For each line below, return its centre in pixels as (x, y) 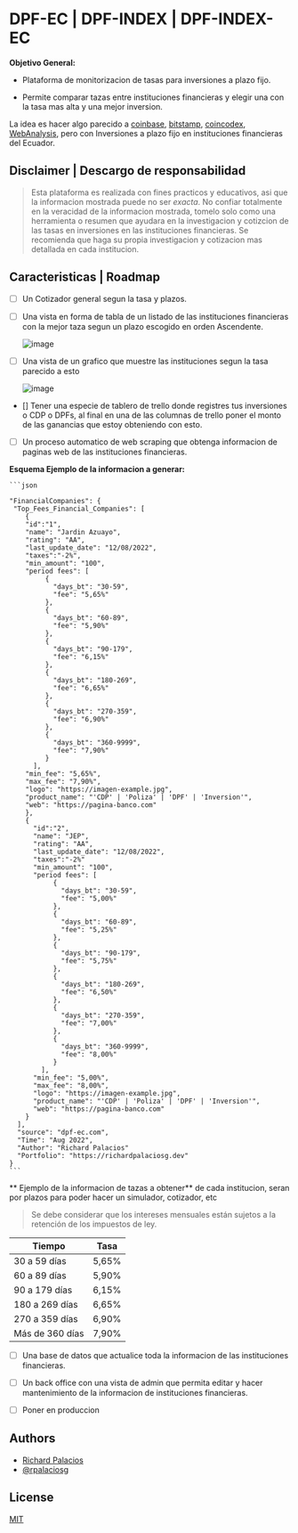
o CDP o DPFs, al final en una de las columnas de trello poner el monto (152, 415)
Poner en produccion (60, 1410)
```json (24, 485)
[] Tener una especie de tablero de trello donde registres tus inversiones (154, 405)
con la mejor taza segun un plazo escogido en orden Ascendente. (143, 326)
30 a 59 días (40, 1260)
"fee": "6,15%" (81, 656)
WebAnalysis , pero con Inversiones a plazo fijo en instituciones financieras (146, 133)
